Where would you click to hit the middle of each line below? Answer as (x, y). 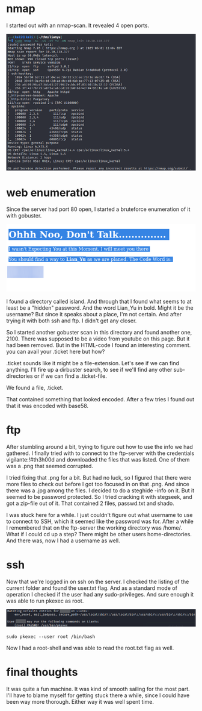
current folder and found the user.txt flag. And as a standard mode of (92, 588)
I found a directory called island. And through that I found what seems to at (99, 301)
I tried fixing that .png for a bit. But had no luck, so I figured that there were (99, 477)
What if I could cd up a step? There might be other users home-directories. (99, 534)
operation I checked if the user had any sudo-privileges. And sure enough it (100, 594)
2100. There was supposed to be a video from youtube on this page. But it (98, 339)
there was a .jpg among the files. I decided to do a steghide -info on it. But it (100, 490)
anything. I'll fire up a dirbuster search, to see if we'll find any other (89, 369)
